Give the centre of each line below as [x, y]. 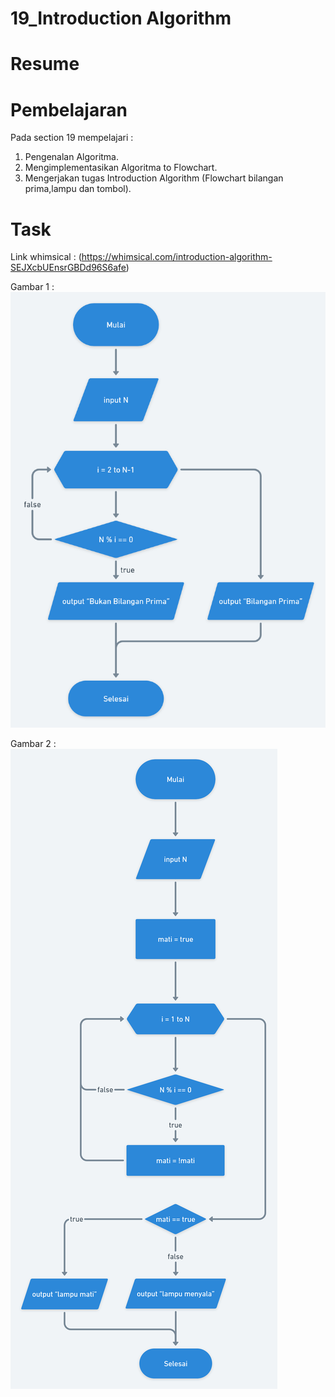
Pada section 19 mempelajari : [72, 138]
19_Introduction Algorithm [121, 18]
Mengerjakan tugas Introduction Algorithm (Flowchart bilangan [154, 178]
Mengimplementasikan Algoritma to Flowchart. [121, 168]
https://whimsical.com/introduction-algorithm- [177, 257]
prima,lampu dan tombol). [78, 189]
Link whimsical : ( [46, 257]
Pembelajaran [69, 109]
